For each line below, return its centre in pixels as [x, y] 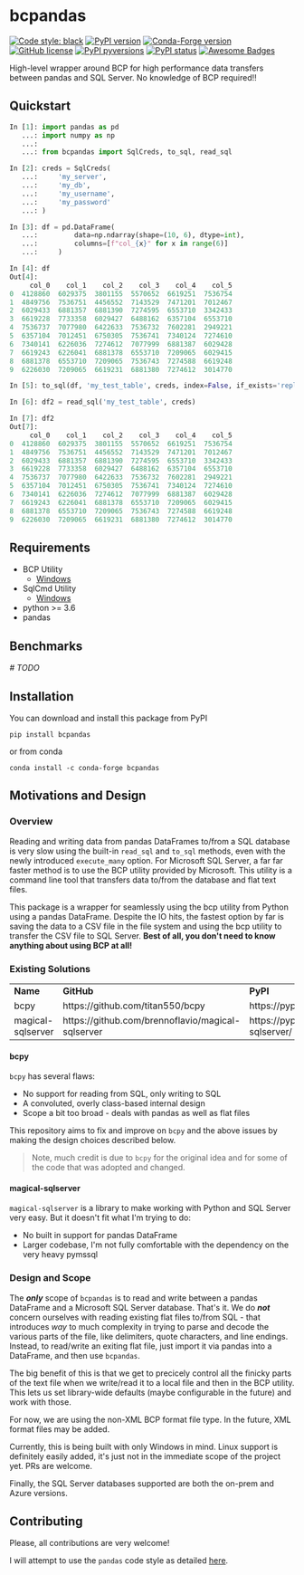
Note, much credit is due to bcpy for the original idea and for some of [159, 1158]
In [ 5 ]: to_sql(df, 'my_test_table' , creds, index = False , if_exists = [143, 386]
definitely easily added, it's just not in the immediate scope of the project [145, 1456]
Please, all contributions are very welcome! [90, 1543]
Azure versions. [38, 1493]
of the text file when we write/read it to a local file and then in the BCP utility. [152, 1382]
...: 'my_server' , [64, 177]
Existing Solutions [50, 969]
